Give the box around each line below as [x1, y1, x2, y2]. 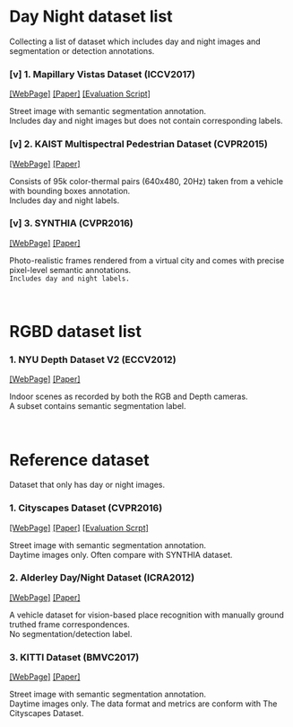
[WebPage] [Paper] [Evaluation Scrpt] [9, 522, 150, 533]
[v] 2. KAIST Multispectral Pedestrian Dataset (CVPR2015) [9, 137, 269, 150]
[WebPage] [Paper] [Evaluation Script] [9, 88, 151, 100]
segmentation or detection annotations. [9, 45, 155, 56]
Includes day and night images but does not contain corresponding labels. [9, 115, 284, 127]
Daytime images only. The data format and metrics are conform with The [9, 698, 278, 709]
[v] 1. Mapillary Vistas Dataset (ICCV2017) [9, 67, 195, 80]
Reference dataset [9, 449, 150, 470]
